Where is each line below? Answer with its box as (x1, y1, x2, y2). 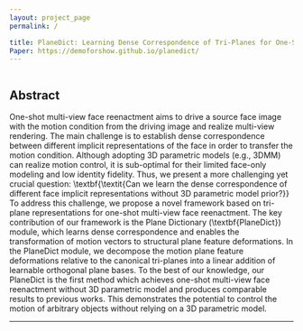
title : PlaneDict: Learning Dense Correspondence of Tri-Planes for (9, 38, 272, 47)
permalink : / (9, 22, 59, 31)
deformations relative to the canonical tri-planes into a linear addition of (9, 255, 276, 266)
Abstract (9, 87, 60, 103)
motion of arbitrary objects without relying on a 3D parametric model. (9, 303, 268, 314)
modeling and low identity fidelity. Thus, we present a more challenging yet (9, 169, 289, 180)
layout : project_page (9, 13, 91, 23)
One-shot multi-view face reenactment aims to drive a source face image (9, 112, 282, 123)
